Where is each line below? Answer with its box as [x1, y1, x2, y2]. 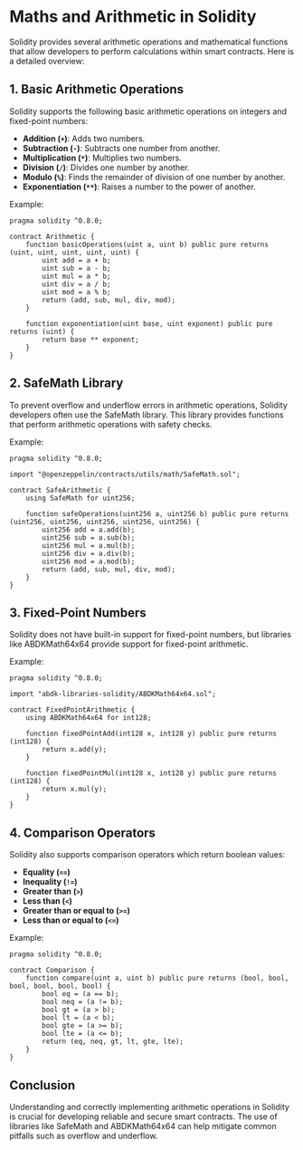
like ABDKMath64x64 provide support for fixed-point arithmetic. [9, 638, 249, 649]
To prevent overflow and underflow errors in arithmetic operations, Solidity [9, 399, 288, 410]
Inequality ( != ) [22, 877, 79, 887]
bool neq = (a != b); [42, 998, 124, 1007]
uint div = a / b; [42, 279, 111, 289]
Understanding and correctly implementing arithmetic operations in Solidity [9, 1102, 289, 1112]
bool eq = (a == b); [42, 990, 119, 999]
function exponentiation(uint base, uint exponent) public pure [25, 319, 273, 328]
